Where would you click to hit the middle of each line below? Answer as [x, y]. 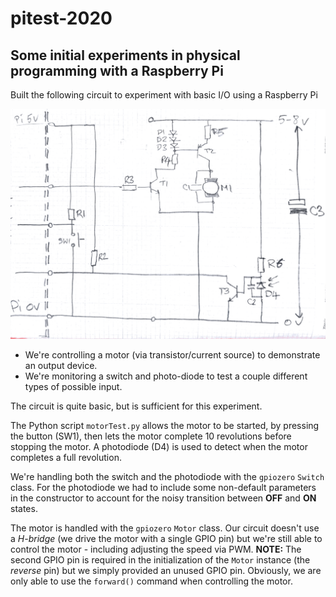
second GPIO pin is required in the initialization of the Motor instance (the [160, 560]
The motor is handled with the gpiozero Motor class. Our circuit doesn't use [165, 528]
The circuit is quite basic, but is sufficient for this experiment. [136, 406]
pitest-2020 [61, 18]
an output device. [61, 366]
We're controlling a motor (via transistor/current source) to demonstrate [172, 355]
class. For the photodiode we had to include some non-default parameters [163, 488]
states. [24, 509]
